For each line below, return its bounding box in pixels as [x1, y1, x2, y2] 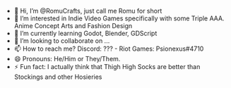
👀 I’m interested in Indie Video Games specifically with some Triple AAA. [13, 14, 225, 23]
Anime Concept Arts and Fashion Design [13, 22, 133, 30]
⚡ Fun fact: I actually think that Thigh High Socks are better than [13, 63, 201, 70]
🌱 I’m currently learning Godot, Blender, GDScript [13, 29, 158, 37]
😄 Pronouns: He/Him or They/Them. [13, 55, 121, 63]
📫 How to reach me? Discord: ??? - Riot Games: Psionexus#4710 [13, 44, 204, 53]
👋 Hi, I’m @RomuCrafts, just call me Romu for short [13, 7, 162, 15]
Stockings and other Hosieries [13, 73, 102, 81]
